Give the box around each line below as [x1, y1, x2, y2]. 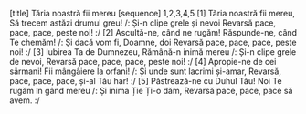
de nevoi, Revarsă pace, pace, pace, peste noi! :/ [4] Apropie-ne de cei [9, 57, 277, 67]
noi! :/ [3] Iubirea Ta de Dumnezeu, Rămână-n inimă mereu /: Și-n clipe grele [9, 47, 297, 57]
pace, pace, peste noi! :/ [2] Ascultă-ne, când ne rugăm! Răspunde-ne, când [9, 27, 298, 37]
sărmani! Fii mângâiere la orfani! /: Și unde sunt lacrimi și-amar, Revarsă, [9, 66, 281, 77]
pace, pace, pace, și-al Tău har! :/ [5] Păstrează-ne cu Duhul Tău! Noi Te [9, 76, 282, 86]
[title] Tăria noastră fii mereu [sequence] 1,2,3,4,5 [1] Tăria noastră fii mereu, [9, 8, 295, 18]
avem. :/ [9, 95, 40, 106]
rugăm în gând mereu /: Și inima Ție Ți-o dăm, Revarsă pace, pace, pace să [9, 86, 293, 96]
